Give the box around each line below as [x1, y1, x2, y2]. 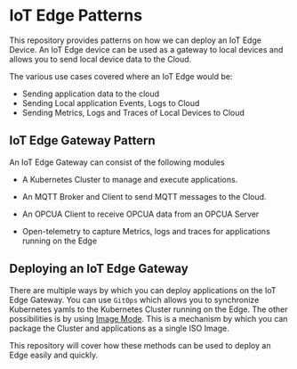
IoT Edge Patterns [9, 5, 143, 26]
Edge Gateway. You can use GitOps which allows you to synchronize [9, 294, 260, 305]
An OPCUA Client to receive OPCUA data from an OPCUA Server [21, 209, 260, 219]
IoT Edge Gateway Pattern [9, 133, 156, 148]
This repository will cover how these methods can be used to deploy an [9, 340, 271, 350]
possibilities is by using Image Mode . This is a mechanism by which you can [9, 313, 288, 324]
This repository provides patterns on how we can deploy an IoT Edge [9, 35, 262, 45]
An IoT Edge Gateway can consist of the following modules [9, 157, 225, 168]
